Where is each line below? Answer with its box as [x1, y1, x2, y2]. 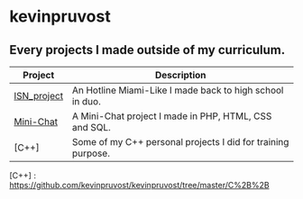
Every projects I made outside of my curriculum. [9, 42, 286, 58]
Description [154, 69, 207, 81]
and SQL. [71, 122, 111, 133]
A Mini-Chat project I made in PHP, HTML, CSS [71, 110, 272, 122]
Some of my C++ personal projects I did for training [71, 136, 289, 148]
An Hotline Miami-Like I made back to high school [71, 84, 284, 96]
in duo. [71, 95, 101, 107]
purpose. [71, 147, 111, 159]
